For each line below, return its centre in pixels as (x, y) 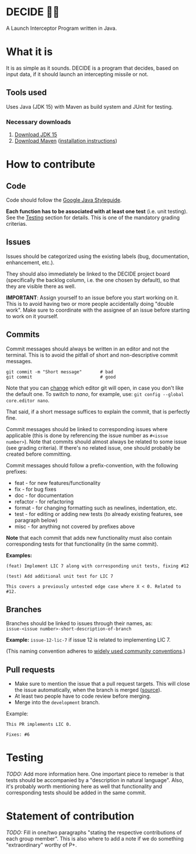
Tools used (27, 93)
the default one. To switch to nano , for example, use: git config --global (95, 394)
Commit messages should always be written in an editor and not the (88, 349)
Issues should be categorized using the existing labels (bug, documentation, (98, 256)
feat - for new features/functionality (57, 483)
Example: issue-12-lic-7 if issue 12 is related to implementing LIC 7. (88, 640)
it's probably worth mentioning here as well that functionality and (84, 787)
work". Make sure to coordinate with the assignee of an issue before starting (98, 310)
